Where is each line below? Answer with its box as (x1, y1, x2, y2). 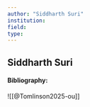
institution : (7, 17, 46, 24)
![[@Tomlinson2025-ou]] (7, 91, 80, 100)
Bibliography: (7, 76, 48, 85)
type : (7, 30, 23, 38)
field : (7, 23, 27, 30)
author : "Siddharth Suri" (7, 10, 84, 18)
